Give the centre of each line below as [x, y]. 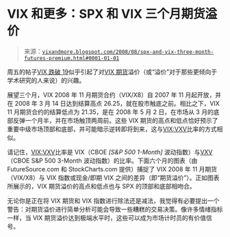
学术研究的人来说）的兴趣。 [46, 80]
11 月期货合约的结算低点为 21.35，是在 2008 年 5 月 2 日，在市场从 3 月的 [110, 112]
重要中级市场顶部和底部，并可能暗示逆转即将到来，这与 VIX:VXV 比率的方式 [112, 129]
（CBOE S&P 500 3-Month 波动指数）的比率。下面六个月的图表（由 [102, 161]
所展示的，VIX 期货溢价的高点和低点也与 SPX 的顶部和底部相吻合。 [102, 186]
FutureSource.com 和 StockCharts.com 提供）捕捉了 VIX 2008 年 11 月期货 [112, 169]
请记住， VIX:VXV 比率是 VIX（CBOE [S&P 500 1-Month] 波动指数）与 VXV [110, 152]
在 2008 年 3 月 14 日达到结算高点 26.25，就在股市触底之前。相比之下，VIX [114, 103]
